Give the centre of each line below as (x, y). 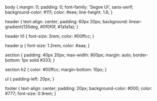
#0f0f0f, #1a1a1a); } (59, 27)
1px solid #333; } (38, 60)
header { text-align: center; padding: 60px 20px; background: (67, 22)
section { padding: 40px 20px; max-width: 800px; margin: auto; (69, 55)
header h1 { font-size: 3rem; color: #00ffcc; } (50, 36)
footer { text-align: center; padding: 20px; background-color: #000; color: (79, 88)
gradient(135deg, (22, 27)
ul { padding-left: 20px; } (30, 79)
